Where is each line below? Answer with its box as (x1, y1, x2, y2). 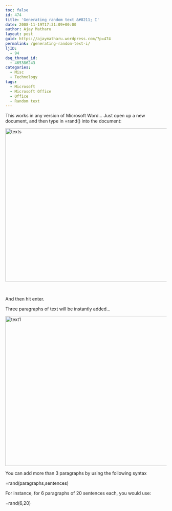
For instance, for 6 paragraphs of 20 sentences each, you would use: (5, 490, 152, 497)
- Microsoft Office (10, 89, 52, 94)
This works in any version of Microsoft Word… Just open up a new (5, 113, 145, 119)
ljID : (5, 46, 17, 51)
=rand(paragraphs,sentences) (5, 480, 69, 486)
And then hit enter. (5, 296, 45, 302)
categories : (5, 65, 31, 70)
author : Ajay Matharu (5, 27, 52, 32)
